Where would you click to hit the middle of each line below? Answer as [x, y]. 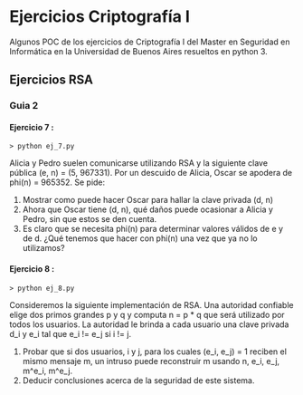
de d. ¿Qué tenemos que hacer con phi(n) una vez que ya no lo [140, 238]
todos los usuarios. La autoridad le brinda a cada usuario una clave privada [149, 324]
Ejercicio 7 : [32, 127]
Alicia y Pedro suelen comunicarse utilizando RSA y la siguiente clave [139, 163]
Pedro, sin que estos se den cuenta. [90, 219]
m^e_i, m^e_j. [47, 371]
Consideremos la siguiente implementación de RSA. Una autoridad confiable [151, 304]
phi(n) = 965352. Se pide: [57, 182]
